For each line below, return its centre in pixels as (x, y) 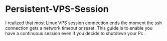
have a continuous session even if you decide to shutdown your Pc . (76, 33)
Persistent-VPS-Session (57, 9)
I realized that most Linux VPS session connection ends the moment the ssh (83, 23)
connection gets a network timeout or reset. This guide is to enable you (79, 28)
